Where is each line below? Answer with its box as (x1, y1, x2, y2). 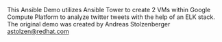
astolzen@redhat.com (7, 27, 70, 35)
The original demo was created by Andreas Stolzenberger (7, 20, 171, 28)
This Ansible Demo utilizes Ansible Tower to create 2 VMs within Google (7, 6, 211, 14)
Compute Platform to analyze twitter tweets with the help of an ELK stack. (7, 13, 216, 21)
